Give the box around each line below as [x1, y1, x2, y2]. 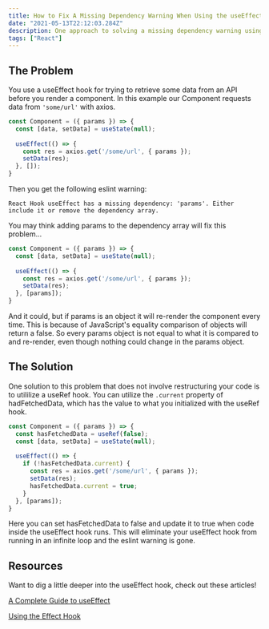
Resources [8, 558, 63, 573]
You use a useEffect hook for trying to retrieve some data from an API [8, 85, 238, 95]
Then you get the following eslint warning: [8, 184, 147, 194]
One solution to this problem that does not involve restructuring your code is [8, 381, 260, 391]
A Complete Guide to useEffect [8, 596, 110, 606]
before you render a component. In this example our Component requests [8, 94, 251, 103]
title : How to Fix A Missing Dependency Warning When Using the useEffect [8, 11, 263, 20]
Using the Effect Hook [8, 611, 82, 621]
